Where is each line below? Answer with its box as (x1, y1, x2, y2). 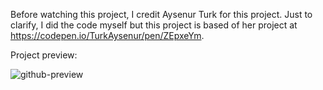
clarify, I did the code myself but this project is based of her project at (10, 19, 298, 31)
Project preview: (10, 49, 78, 61)
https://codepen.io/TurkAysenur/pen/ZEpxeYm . (10, 30, 205, 41)
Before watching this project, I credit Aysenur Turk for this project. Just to (10, 9, 313, 20)
